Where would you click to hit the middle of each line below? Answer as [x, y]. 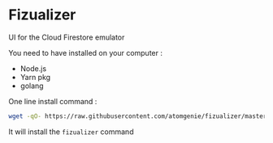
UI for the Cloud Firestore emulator [67, 37]
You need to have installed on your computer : [85, 53]
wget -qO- [25, 116]
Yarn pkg [35, 77]
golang [32, 86]
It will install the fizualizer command [71, 132]
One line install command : [53, 101]
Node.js [33, 68]
